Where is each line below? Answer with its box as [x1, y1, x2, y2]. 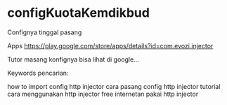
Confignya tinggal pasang [7, 28, 82, 36]
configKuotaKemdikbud [7, 5, 150, 21]
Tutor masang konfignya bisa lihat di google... [7, 55, 139, 64]
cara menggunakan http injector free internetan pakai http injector [7, 90, 199, 98]
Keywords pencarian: [7, 69, 69, 77]
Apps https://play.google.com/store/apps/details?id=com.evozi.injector [7, 41, 214, 50]
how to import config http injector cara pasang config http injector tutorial [7, 82, 221, 90]
